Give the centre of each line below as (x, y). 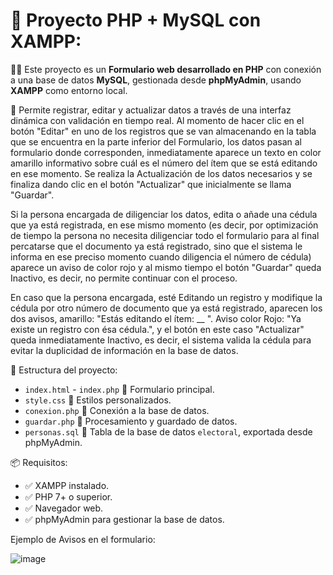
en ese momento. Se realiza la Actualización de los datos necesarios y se (161, 173)
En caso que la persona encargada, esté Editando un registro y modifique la (166, 297)
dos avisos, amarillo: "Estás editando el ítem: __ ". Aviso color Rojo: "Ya (156, 318)
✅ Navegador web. (64, 508)
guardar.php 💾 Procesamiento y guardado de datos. (131, 421)
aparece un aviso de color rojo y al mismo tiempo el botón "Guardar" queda (166, 267)
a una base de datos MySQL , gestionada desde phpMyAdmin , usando (156, 80)
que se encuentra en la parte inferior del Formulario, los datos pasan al (156, 141)
